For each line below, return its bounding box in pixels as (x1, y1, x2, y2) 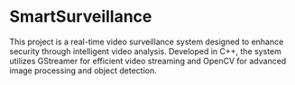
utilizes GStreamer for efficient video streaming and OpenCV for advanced (9, 55, 287, 66)
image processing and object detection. (9, 65, 158, 76)
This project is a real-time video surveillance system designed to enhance (9, 36, 284, 47)
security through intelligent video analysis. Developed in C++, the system (9, 45, 281, 56)
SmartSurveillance (9, 6, 152, 27)
